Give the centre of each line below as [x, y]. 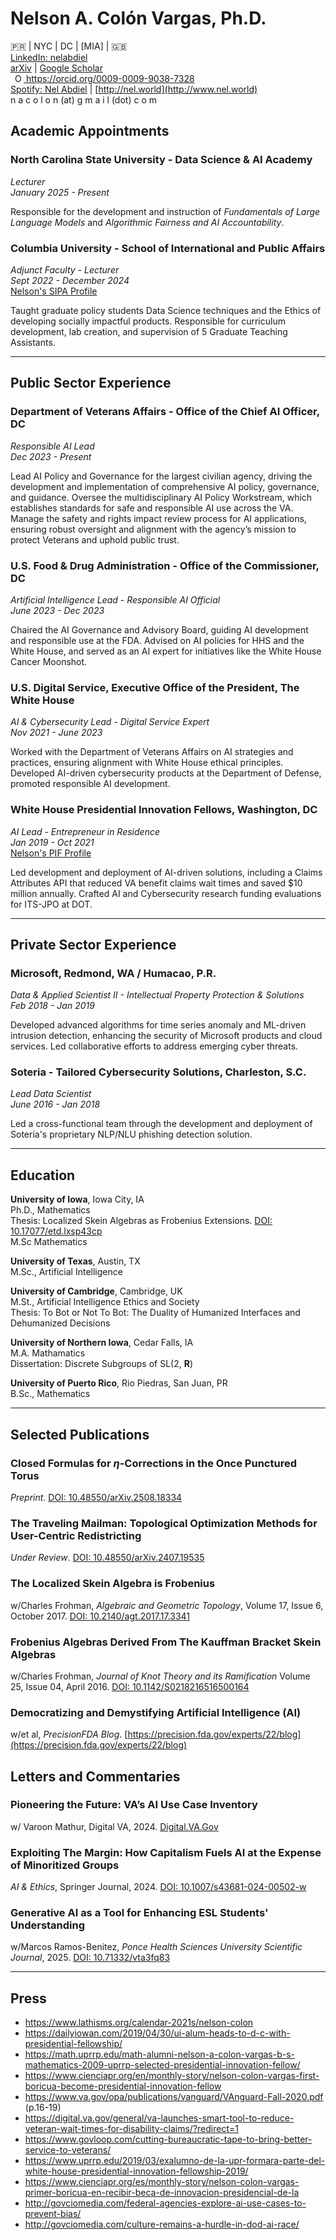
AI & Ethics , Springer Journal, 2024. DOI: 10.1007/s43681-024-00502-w [158, 1887]
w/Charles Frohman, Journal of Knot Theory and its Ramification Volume [160, 1676]
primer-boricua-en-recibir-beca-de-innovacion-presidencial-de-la [162, 2193]
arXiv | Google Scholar [56, 68]
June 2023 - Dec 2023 [57, 610]
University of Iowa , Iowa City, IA [77, 1199]
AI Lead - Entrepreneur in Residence [85, 831]
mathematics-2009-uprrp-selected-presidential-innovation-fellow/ [162, 2065]
